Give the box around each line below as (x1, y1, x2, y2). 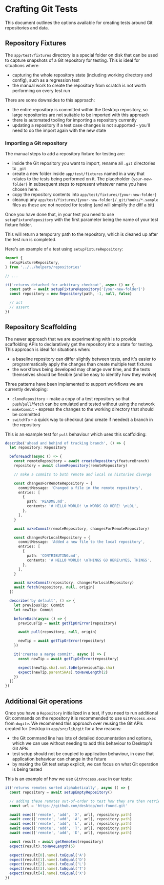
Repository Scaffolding (5, 323, 77, 331)
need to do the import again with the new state (12, 127, 106, 133)
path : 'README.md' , (26, 499, 67, 504)
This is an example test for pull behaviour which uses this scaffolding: (5, 431, 147, 437)
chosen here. (12, 186, 39, 192)
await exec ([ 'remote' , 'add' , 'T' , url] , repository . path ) (9, 826, 132, 831)
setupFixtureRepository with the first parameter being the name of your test (5, 217, 159, 222)
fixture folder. (5, 222, 33, 228)
